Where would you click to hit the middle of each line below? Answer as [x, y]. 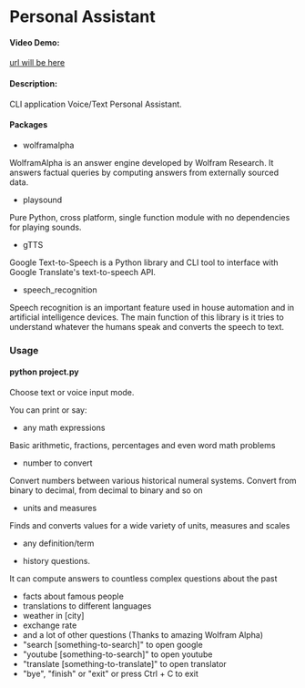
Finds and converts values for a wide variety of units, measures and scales [150, 525]
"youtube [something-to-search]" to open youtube [117, 654]
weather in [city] [53, 615]
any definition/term [58, 543]
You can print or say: [48, 410]
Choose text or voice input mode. [72, 392]
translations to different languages [87, 606]
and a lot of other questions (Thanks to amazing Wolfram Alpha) [143, 634]
